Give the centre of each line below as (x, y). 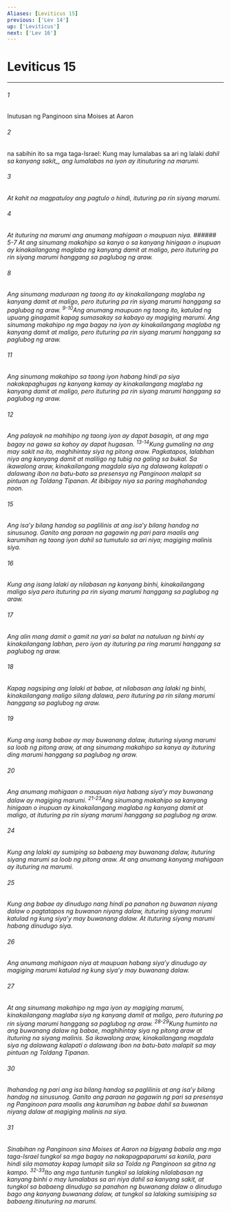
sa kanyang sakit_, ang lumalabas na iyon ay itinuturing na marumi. (103, 161)
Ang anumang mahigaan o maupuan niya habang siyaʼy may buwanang (110, 792)
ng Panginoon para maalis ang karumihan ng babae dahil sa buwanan (108, 1104)
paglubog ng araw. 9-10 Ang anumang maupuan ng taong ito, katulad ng (109, 309)
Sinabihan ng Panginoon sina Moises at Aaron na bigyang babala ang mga (114, 1149)
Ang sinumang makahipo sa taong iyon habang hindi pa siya (93, 377)
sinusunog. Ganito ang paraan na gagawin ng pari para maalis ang (103, 533)
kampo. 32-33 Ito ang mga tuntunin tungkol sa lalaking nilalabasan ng (105, 1171)
